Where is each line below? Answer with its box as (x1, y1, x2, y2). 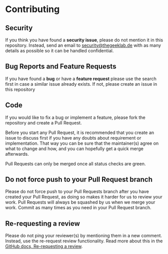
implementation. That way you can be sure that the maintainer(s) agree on (5, 140, 159, 146)
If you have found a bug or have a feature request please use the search (5, 76, 157, 82)
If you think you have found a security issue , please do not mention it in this (5, 37, 163, 43)
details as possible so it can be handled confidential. (5, 48, 114, 53)
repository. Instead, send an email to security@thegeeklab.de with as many (5, 42, 161, 48)
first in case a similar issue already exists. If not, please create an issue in (5, 81, 157, 87)
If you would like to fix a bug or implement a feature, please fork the (5, 114, 146, 120)
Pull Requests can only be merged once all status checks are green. (5, 160, 146, 167)
